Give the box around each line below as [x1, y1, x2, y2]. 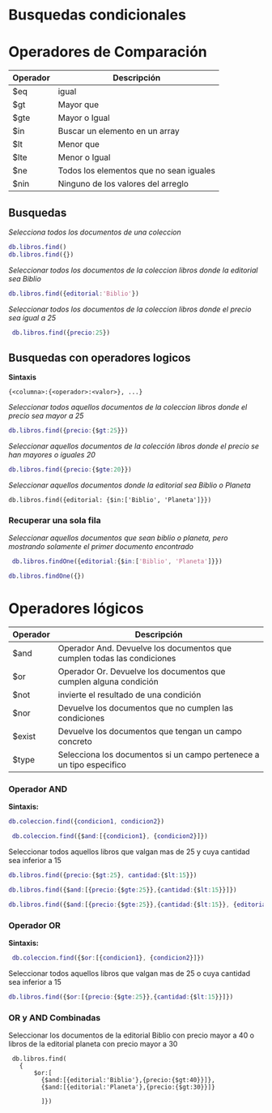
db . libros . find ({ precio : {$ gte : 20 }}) [8, 466, 132, 474]
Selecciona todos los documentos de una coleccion [8, 227, 182, 237]
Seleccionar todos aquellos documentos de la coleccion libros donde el [8, 402, 248, 412]
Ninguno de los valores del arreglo [57, 178, 189, 190]
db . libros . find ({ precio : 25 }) [11, 329, 111, 337]
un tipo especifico [57, 758, 127, 770]
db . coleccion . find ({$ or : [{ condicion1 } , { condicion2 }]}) [11, 953, 205, 962]
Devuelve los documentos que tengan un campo [57, 725, 243, 737]
